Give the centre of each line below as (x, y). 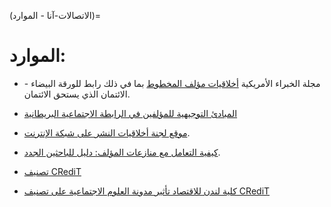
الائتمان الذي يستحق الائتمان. (77, 94)
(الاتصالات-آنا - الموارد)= (55, 15)
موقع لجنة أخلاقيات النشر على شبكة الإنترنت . (107, 132)
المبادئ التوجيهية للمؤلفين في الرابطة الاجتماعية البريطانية (130, 113)
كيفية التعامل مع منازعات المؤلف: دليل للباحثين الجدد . (122, 152)
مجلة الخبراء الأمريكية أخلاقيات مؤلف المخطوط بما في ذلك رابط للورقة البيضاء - (172, 83)
